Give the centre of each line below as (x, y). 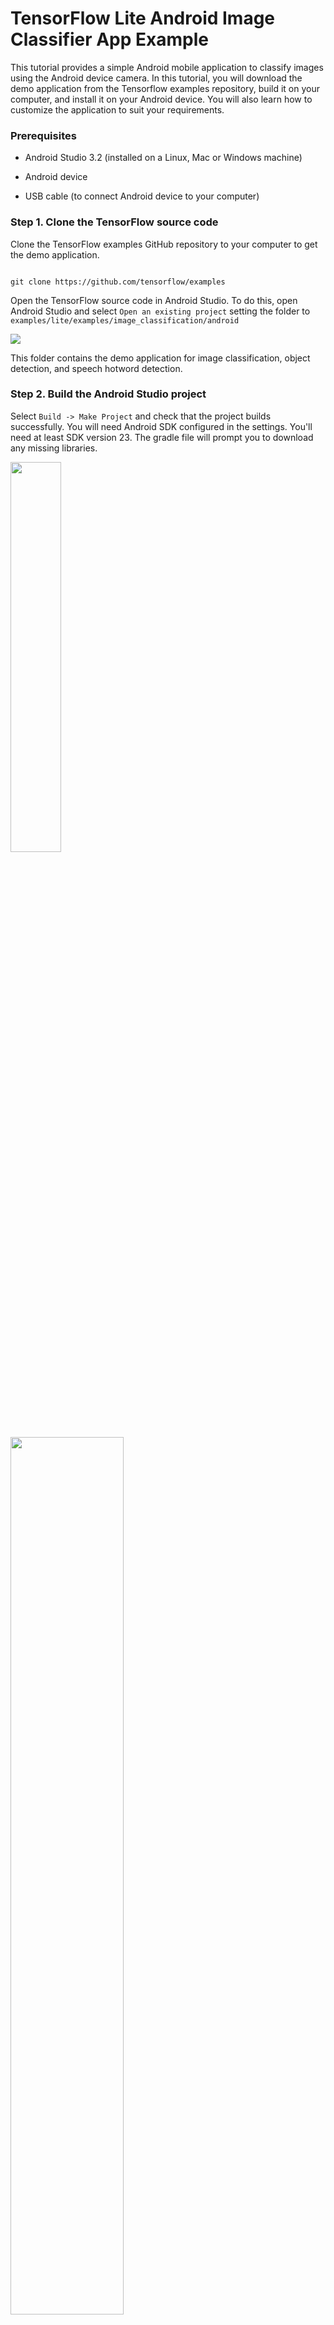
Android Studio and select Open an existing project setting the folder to (160, 311)
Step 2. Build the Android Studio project (108, 394)
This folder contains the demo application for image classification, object (160, 358)
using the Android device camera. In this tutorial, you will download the (156, 78)
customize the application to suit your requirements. (117, 109)
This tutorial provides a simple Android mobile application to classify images (167, 67)
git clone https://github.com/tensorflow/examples (118, 282)
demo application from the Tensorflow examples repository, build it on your (165, 88)
